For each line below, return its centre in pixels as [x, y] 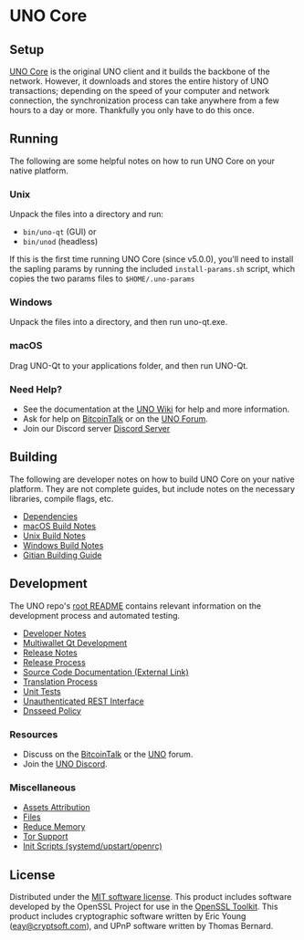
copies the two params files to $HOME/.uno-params [102, 278]
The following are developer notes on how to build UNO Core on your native [152, 479]
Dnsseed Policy [52, 710]
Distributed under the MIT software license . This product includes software [151, 897]
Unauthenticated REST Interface [83, 701]
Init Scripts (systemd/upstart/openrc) [92, 846]
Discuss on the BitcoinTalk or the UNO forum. [108, 754]
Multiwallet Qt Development [75, 642]
